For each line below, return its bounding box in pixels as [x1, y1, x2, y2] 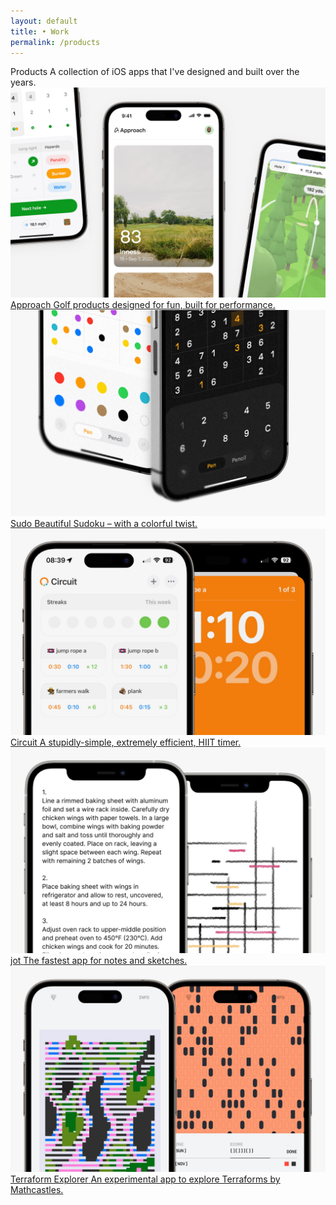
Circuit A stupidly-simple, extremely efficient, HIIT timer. [10, 736, 242, 748]
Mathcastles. [10, 1184, 64, 1196]
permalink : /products [10, 37, 101, 47]
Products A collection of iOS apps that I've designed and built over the [10, 66, 300, 78]
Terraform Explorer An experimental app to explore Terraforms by [10, 1173, 281, 1185]
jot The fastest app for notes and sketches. [10, 955, 188, 967]
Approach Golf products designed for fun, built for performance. [10, 299, 276, 311]
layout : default [10, 16, 78, 26]
